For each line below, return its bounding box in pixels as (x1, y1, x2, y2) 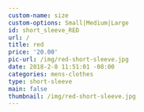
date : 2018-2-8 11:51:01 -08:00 (8, 63, 115, 71)
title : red (8, 41, 44, 49)
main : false (8, 84, 47, 93)
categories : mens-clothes (8, 70, 93, 78)
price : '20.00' (8, 48, 59, 56)
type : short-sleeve (8, 77, 73, 85)
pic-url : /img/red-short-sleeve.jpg (8, 56, 129, 64)
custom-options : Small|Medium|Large (8, 19, 129, 27)
